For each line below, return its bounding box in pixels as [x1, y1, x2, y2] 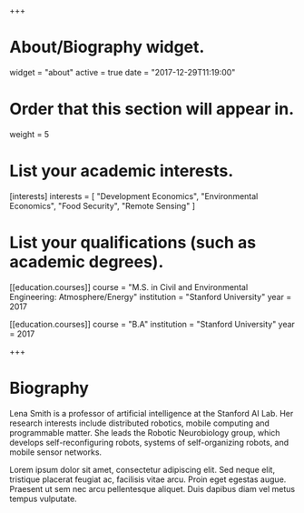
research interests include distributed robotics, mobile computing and [9, 417, 270, 428]
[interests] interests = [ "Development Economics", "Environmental [9, 190, 259, 201]
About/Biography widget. [9, 37, 205, 57]
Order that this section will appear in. [9, 99, 295, 119]
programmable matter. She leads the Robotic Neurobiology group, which [9, 427, 280, 438]
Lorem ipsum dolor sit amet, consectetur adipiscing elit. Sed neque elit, [9, 464, 275, 475]
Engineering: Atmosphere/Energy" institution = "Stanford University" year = [9, 291, 292, 302]
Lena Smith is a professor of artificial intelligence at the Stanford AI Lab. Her [9, 407, 294, 418]
